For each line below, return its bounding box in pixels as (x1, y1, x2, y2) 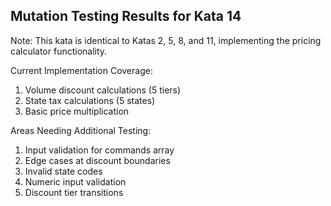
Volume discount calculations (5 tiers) (24, 84, 182, 96)
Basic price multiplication (24, 105, 130, 117)
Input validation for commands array (24, 144, 175, 156)
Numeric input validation (24, 175, 127, 188)
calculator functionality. (10, 45, 108, 57)
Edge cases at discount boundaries (24, 154, 171, 166)
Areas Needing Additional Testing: (10, 124, 152, 136)
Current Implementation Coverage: (10, 64, 153, 76)
